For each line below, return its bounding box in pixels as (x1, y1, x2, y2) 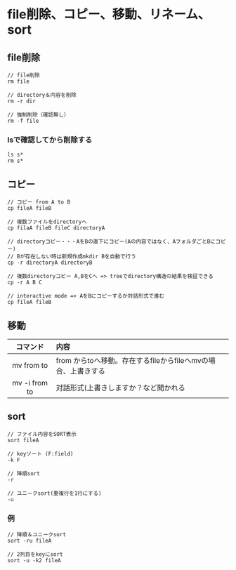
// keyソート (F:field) (7, 450, 74, 457)
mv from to (11, 360, 48, 370)
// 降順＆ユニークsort (7, 531, 67, 538)
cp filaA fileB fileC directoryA (7, 225, 105, 232)
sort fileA (7, 437, 39, 444)
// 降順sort (7, 470, 40, 477)
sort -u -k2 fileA (7, 557, 61, 564)
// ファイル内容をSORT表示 (7, 430, 77, 437)
